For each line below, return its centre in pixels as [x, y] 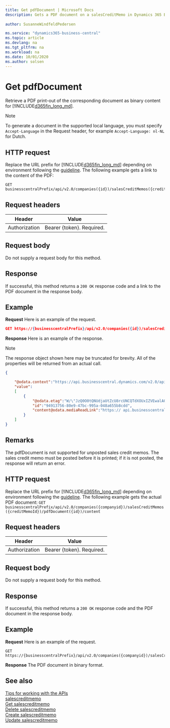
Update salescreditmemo [31, 720]
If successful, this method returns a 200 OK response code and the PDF [79, 608]
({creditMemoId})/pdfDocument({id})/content [53, 511]
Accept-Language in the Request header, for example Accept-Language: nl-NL [85, 131]
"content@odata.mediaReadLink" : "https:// [77, 410]
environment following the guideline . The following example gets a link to [81, 170]
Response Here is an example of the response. [54, 338]
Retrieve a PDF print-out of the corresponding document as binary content [83, 101]
